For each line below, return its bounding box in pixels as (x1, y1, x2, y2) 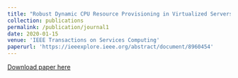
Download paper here (7, 63, 71, 71)
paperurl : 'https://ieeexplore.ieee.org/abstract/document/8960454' (7, 43, 214, 50)
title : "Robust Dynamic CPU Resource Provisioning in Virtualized (7, 10, 208, 18)
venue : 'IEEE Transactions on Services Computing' (7, 37, 160, 44)
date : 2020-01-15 (7, 30, 59, 38)
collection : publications (7, 17, 84, 24)
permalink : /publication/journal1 (7, 23, 110, 30)
